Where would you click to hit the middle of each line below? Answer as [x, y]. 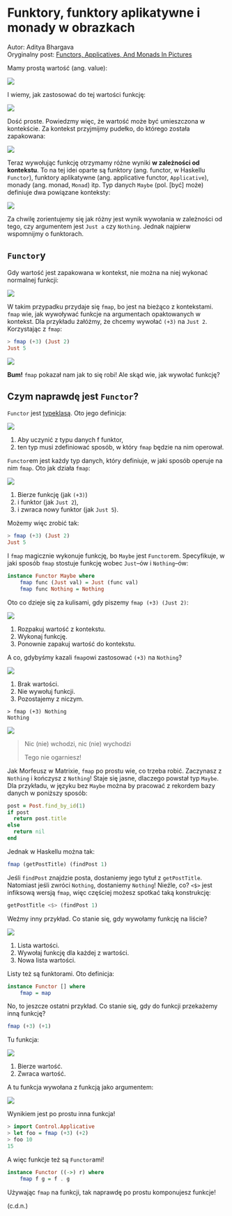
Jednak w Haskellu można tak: [51, 851]
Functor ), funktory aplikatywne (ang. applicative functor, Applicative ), [108, 177]
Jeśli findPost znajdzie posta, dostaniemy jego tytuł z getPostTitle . [105, 877]
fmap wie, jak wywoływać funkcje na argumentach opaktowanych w [104, 314]
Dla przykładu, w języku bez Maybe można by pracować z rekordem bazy [111, 785]
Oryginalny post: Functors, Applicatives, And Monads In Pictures [100, 54]
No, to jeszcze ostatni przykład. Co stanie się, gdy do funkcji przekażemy [113, 1006]
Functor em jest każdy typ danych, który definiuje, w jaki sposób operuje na [115, 461]
